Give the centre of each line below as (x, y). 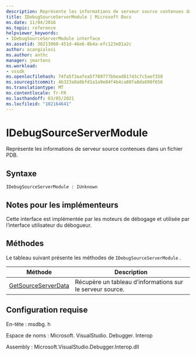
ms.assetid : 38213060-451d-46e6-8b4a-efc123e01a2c (69, 44)
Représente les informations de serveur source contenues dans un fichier (94, 149)
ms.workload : (22, 66)
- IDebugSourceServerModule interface (53, 39)
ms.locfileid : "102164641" (39, 104)
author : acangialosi (31, 50)
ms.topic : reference (31, 28)
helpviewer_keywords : (32, 33)
